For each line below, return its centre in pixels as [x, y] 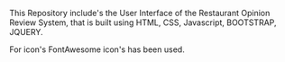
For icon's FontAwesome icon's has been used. [97, 49]
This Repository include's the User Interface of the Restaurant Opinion [140, 13]
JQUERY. [26, 32]
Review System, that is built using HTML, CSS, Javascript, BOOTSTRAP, [143, 22]
